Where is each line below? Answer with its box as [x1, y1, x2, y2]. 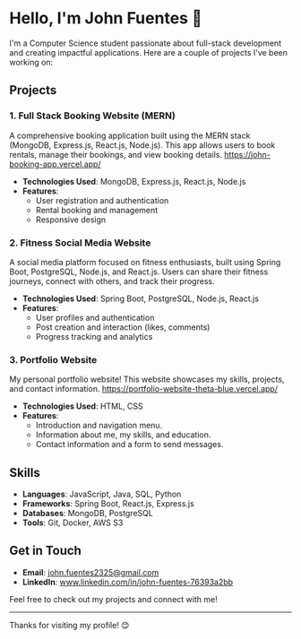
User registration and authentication [35, 194, 169, 205]
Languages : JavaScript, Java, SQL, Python [21, 488, 182, 500]
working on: [9, 56, 54, 67]
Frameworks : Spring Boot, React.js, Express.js [21, 498, 194, 509]
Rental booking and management [35, 204, 159, 215]
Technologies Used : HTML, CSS [21, 401, 143, 411]
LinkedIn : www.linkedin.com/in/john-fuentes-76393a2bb [21, 576, 234, 587]
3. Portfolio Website [9, 353, 98, 366]
